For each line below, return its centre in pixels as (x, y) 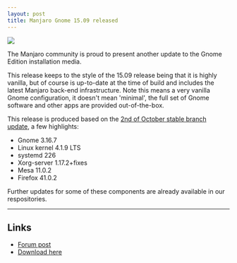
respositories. (27, 199)
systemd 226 (37, 155)
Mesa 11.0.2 (34, 170)
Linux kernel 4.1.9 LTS (49, 147)
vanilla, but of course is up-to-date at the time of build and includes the (111, 83)
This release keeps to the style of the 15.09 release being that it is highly (112, 75)
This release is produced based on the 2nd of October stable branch (107, 119)
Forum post (34, 245)
